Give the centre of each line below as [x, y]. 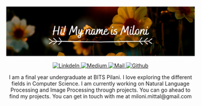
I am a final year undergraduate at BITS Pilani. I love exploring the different [100, 77]
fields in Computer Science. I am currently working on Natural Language [100, 84]
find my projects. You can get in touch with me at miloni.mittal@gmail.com [100, 96]
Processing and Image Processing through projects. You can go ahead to [100, 90]
